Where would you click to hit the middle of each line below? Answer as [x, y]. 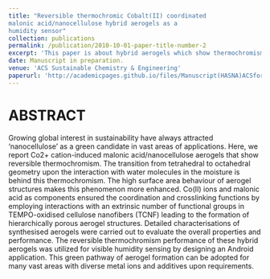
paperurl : [25, 76]
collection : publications [51, 38]
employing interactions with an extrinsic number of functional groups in [127, 206]
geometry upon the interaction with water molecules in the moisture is [124, 172]
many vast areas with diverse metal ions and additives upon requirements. [131, 265]
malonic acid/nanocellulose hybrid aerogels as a [93, 23]
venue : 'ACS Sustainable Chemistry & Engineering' [95, 68]
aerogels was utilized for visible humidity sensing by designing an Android [131, 248]
